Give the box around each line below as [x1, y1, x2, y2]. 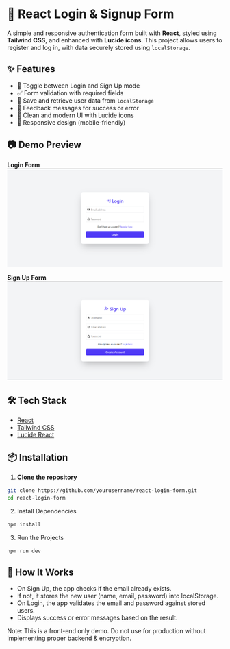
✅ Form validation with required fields [16, 88, 124, 97]
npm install [7, 521, 41, 528]
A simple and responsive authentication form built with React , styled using [7, 29, 217, 37]
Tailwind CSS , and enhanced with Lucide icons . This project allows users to [7, 36, 222, 44]
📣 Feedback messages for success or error [16, 103, 139, 112]
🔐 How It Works [7, 566, 74, 578]
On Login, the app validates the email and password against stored [16, 599, 205, 607]
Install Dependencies [16, 506, 77, 515]
